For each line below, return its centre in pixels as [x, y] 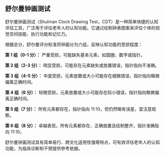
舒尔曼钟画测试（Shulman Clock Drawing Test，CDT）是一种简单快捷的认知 [82, 22]
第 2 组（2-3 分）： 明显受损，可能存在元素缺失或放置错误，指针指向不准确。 [82, 65]
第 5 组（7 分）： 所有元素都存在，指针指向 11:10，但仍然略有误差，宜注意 [79, 109]
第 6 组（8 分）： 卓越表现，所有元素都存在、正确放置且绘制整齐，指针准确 [80, 125]
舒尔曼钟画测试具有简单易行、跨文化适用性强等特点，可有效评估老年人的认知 [82, 142]
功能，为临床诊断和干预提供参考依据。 [44, 148]
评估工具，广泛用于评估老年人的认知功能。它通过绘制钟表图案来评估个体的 [80, 28]
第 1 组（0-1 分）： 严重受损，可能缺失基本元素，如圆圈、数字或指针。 [75, 55]
